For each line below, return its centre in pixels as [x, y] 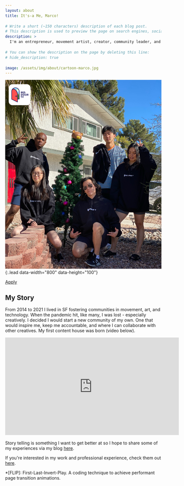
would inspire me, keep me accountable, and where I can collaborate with [81, 325]
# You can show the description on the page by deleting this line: [77, 52]
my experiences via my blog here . [40, 448]
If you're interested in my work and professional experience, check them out [83, 458]
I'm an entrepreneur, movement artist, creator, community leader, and [85, 42]
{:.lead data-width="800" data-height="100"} [52, 272]
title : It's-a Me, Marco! [32, 16]
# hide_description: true [32, 57]
